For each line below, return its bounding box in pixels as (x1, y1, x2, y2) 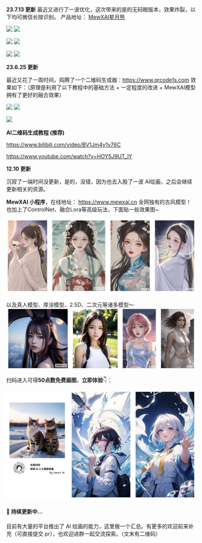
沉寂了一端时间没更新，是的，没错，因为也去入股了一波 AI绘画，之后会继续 (6, 178, 193, 185)
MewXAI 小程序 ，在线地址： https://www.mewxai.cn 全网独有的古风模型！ (6, 198, 192, 206)
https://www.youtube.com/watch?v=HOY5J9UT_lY (6, 153, 133, 160)
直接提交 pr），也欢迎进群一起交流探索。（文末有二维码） (22, 530, 161, 537)
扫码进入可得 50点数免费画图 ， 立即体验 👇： (6, 377, 113, 384)
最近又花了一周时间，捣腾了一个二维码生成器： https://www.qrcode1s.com (6, 77, 189, 83)
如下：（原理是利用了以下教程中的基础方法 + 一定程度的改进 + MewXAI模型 (11, 84, 196, 91)
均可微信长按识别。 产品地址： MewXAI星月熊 (11, 13, 125, 20)
